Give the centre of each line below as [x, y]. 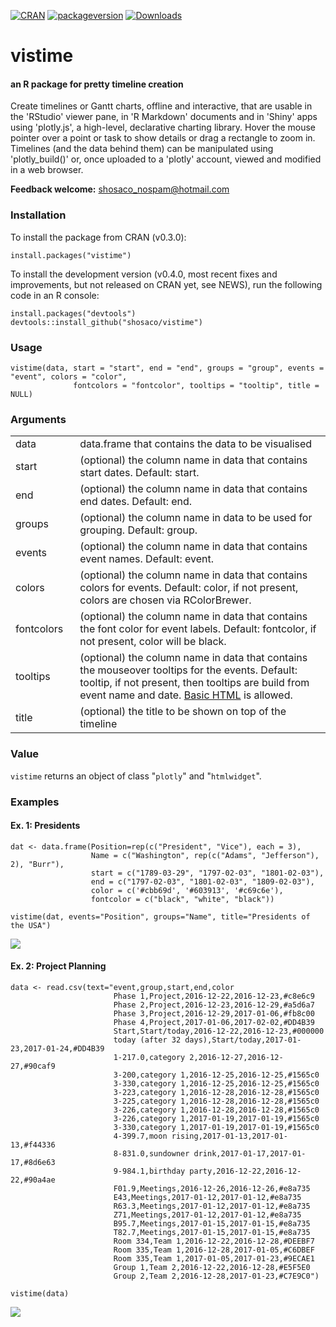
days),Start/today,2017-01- [243, 1040]
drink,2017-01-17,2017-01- [250, 1153]
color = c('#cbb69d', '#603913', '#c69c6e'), [187, 890]
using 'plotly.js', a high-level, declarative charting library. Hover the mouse [163, 127]
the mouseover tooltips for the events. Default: [188, 670]
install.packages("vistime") [71, 255]
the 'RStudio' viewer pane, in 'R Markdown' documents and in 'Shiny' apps [164, 117]
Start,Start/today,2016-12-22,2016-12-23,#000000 [219, 1031]
